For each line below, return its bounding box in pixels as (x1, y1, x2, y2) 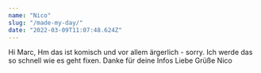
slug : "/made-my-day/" (8, 19, 83, 27)
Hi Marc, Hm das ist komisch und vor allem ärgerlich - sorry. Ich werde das (8, 48, 253, 57)
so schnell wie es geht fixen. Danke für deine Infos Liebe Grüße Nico (8, 56, 232, 65)
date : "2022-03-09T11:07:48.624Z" (8, 26, 123, 34)
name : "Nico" (8, 11, 52, 20)
